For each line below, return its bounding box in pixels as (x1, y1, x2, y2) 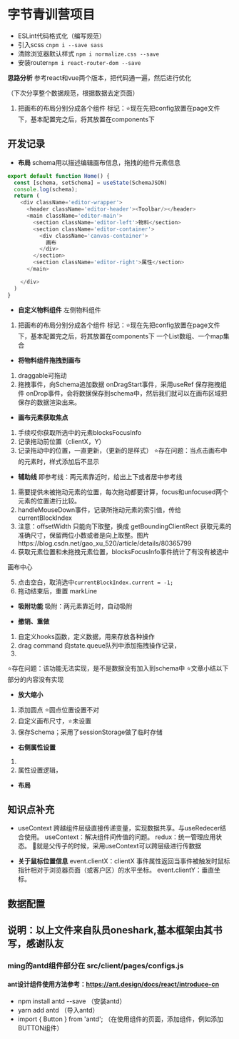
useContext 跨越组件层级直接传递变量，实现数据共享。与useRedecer (17, 824, 220, 833)
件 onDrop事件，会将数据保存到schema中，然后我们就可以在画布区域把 (17, 388, 228, 397)
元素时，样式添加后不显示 (24, 457, 100, 466)
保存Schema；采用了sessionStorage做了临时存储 (17, 728, 163, 736)
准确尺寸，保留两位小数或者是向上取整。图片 (17, 531, 150, 539)
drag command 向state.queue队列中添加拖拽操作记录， (17, 641, 180, 650)
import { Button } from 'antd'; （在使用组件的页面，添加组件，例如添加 (17, 1015, 223, 1023)
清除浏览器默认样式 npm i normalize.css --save (17, 49, 159, 58)
